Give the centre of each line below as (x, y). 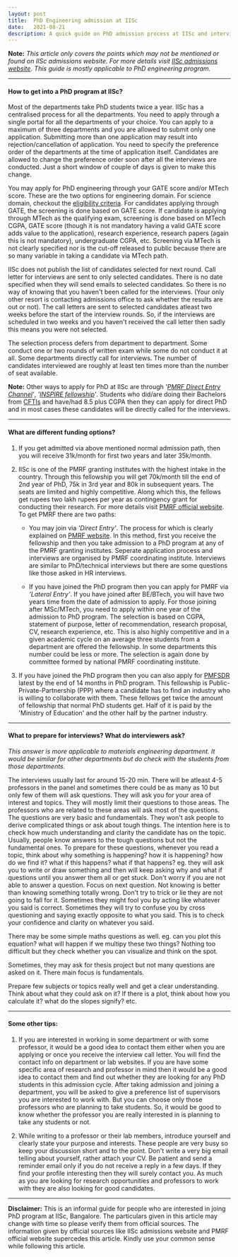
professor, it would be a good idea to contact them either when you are (121, 1047)
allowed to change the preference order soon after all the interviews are (113, 160)
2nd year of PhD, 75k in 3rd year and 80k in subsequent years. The (116, 484)
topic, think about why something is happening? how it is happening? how (115, 854)
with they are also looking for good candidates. (87, 1189)
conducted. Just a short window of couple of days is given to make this (112, 167)
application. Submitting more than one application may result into (103, 137)
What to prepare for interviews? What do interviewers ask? (97, 736)
